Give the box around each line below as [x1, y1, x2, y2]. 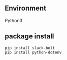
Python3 [5, 17, 23, 23]
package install [5, 32, 54, 41]
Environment [5, 4, 47, 13]
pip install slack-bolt [5, 45, 55, 50]
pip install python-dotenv [5, 50, 62, 55]
